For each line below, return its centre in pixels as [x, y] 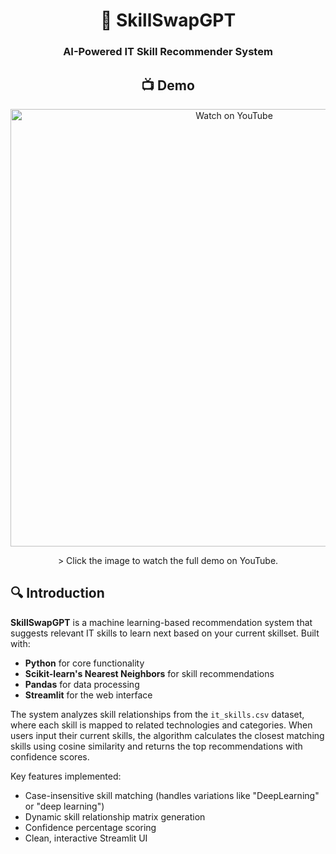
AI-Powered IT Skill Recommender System [168, 52]
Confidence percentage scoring [90, 827]
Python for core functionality [84, 663]
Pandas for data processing [82, 684]
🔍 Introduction [57, 593]
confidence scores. [50, 756]
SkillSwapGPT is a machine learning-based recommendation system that [161, 622]
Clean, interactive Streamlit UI [86, 838]
